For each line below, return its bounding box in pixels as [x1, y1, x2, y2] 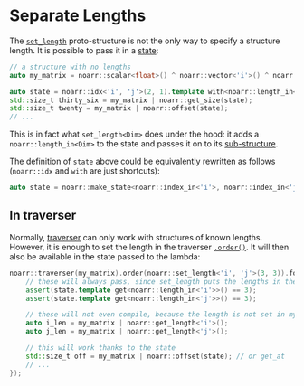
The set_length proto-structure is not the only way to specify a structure [9, 35, 280, 46]
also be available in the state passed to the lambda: [9, 250, 201, 262]
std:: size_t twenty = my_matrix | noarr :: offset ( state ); [9, 104, 229, 113]
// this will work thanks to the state [25, 344, 176, 353]
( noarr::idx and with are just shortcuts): [9, 165, 160, 176]
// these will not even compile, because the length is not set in [25, 310, 285, 319]
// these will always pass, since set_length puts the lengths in [25, 277, 281, 286]
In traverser [9, 208, 77, 223]
